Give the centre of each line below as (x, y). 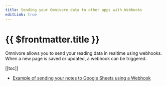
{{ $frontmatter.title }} (52, 39)
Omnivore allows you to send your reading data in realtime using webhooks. (83, 53)
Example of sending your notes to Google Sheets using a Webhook (81, 78)
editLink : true (21, 15)
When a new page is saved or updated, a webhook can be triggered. (76, 59)
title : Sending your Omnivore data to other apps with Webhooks (74, 10)
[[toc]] (12, 68)
